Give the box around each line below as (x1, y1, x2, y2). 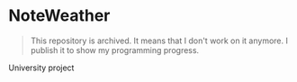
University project (8, 62, 75, 73)
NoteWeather (8, 5, 111, 26)
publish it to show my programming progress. (30, 44, 200, 55)
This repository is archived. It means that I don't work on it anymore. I (30, 35, 289, 46)
